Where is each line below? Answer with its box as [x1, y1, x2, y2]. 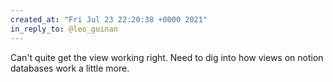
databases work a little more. [10, 62, 130, 74]
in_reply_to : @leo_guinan [10, 24, 118, 34]
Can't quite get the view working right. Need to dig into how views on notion [10, 51, 324, 63]
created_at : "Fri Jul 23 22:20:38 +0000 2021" [10, 14, 208, 25]
